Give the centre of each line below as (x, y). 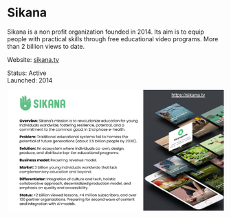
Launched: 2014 (30, 80)
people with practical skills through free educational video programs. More (113, 39)
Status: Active (27, 73)
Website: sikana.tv (33, 59)
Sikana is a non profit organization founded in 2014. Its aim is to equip (106, 32)
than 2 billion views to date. (46, 46)
